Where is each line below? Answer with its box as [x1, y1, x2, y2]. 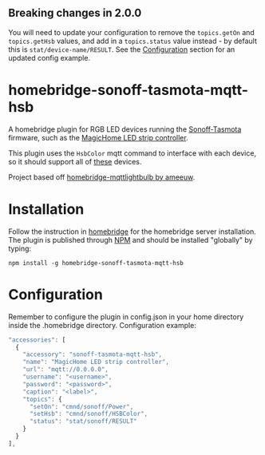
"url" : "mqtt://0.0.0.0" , [22, 366, 109, 374]
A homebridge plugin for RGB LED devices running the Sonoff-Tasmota [8, 124, 242, 134]
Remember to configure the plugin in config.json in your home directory [8, 311, 244, 322]
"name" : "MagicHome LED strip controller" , [22, 358, 170, 366]
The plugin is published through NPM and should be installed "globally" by [8, 235, 253, 244]
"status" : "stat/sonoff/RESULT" [29, 417, 137, 425]
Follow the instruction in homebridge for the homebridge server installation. [8, 227, 257, 236]
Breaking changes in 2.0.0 [8, 6, 142, 20]
